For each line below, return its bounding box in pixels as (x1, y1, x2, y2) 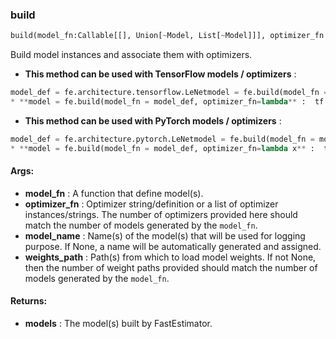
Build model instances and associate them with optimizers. (10, 49, 253, 61)
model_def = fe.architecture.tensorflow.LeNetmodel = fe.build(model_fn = (10, 88, 329, 98)
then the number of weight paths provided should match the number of (24, 261, 318, 273)
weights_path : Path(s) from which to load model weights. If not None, (24, 251, 317, 263)
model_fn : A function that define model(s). (24, 187, 204, 199)
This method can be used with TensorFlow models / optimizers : (24, 68, 297, 80)
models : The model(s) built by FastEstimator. (24, 318, 213, 330)
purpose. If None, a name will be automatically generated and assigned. (24, 240, 322, 252)
